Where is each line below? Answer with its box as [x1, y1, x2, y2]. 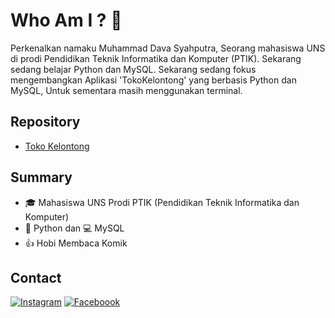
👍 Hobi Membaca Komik [24, 237, 128, 249]
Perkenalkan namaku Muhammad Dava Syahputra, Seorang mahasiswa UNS [10, 42, 326, 54]
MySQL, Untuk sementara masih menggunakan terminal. [10, 84, 243, 96]
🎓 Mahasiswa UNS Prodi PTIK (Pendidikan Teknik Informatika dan [24, 196, 300, 208]
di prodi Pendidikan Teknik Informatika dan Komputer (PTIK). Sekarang [10, 52, 302, 64]
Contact [10, 269, 62, 286]
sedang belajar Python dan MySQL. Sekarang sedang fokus [10, 63, 257, 75]
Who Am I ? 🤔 [10, 9, 123, 32]
